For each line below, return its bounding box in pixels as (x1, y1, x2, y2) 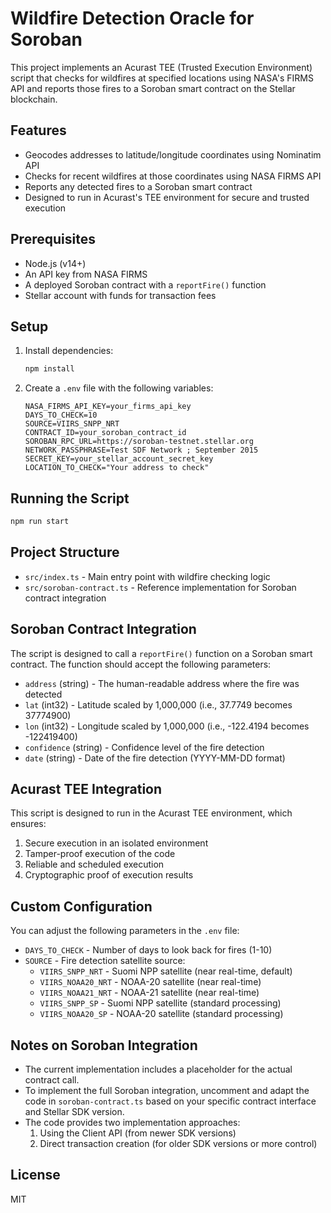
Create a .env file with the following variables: (24, 382, 214, 394)
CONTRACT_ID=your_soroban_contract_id (24, 428, 187, 438)
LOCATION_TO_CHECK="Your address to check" (24, 463, 210, 473)
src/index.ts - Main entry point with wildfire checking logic (24, 570, 271, 582)
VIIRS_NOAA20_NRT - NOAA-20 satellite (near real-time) (39, 976, 262, 988)
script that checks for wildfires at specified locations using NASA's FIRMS (10, 72, 314, 84)
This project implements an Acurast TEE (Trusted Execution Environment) (10, 61, 313, 73)
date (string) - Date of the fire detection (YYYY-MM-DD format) (24, 752, 286, 764)
